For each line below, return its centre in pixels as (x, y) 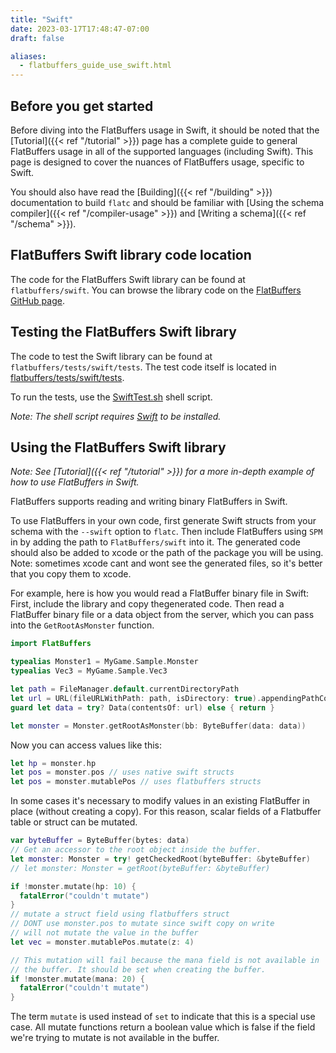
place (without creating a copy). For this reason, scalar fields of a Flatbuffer (166, 812)
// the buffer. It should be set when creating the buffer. (138, 969)
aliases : (28, 56)
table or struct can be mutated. (74, 822)
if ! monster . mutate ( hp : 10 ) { (73, 886)
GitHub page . (37, 300)
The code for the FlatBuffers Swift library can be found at (128, 279)
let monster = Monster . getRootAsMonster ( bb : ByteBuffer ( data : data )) (158, 726)
